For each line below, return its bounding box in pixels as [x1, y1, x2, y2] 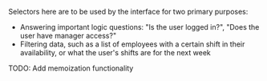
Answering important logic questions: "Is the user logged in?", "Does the [19, 22, 260, 31]
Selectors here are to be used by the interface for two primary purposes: [8, 7, 249, 16]
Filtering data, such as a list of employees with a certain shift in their [19, 39, 245, 49]
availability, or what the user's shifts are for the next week [19, 48, 211, 57]
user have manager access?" [19, 31, 117, 40]
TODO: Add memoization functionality [8, 63, 134, 73]
